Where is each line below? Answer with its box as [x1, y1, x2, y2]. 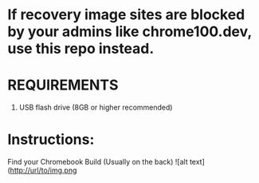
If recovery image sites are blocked [7, 6, 245, 24]
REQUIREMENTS [7, 76, 119, 94]
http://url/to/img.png [10, 165, 77, 175]
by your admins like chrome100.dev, [7, 22, 252, 41]
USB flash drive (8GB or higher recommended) [18, 102, 173, 113]
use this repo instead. [7, 40, 155, 58]
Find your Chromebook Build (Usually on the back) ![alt [7, 157, 188, 167]
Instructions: [7, 130, 95, 149]
